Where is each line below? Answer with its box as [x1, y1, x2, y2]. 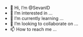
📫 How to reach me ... [10, 26, 57, 32]
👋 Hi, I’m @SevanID [10, 5, 50, 10]
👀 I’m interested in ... [10, 10, 53, 16]
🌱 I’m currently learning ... [10, 15, 64, 21]
